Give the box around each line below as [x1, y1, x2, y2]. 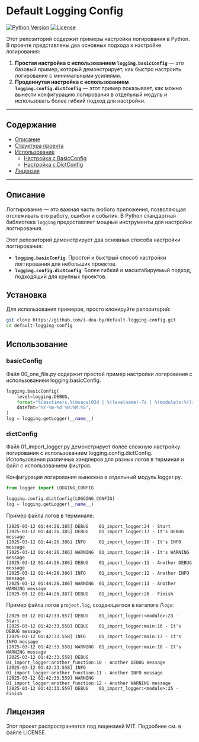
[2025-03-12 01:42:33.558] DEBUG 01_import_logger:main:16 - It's [6, 623, 182, 629]
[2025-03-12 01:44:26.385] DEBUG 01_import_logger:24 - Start [6, 523, 171, 529]
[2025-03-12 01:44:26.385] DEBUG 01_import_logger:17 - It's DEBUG [6, 528, 184, 534]
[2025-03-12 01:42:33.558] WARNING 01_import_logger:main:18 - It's [6, 644, 182, 650]
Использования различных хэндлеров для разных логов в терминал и [6, 456, 185, 463]
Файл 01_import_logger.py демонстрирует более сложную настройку [6, 443, 181, 450]
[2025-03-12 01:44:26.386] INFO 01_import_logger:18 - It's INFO [6, 539, 182, 545]
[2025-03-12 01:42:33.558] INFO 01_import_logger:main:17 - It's [6, 633, 182, 639]
